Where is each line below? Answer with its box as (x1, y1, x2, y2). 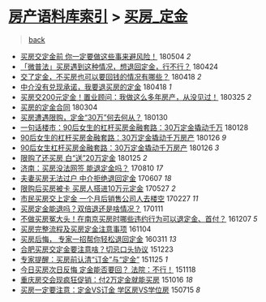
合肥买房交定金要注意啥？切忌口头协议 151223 (19, 244, 174, 254)
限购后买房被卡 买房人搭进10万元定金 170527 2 (19, 183, 176, 193)
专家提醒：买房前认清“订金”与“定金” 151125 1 (19, 254, 169, 264)
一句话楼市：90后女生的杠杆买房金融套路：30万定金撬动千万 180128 (19, 123, 249, 132)
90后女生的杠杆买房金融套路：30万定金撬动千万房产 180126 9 (19, 132, 227, 142)
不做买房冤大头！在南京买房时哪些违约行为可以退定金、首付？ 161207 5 (19, 214, 258, 223)
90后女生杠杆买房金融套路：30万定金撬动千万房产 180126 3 (19, 143, 220, 153)
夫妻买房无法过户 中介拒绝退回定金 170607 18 (19, 173, 172, 183)
